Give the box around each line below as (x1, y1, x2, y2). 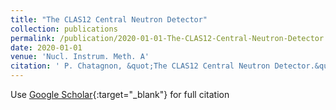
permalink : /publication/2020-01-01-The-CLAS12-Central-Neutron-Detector (10, 33, 325, 43)
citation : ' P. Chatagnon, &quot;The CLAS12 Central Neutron (10, 61, 271, 71)
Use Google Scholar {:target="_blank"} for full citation (10, 89, 230, 100)
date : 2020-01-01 (10, 42, 83, 53)
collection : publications (10, 24, 118, 34)
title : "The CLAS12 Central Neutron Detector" (10, 14, 208, 25)
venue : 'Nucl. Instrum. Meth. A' (10, 52, 150, 62)
